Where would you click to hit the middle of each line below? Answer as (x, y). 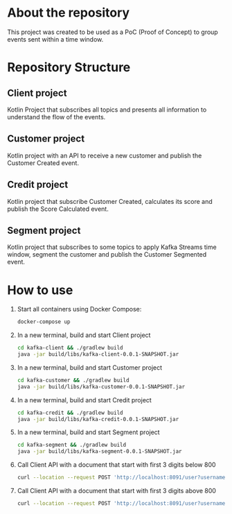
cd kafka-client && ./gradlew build (70, 348)
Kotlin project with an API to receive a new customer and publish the (105, 155)
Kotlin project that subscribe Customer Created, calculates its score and (110, 201)
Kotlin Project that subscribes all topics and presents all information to (107, 110)
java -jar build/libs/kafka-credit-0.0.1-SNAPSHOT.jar (98, 419)
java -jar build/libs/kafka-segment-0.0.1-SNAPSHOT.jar (99, 452)
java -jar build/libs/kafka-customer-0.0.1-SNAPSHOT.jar (101, 386)
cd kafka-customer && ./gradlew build (73, 380)
